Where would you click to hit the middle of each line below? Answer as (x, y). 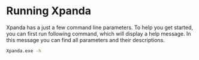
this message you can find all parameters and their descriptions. (85, 40)
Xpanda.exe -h (24, 51)
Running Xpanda (49, 11)
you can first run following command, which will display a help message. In (99, 33)
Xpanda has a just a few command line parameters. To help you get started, (100, 27)
